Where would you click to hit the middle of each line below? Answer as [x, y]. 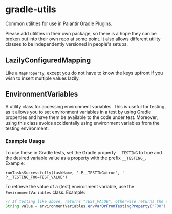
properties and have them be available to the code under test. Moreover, [82, 117]
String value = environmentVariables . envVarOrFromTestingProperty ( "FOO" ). [87, 206]
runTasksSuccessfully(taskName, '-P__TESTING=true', [63, 173]
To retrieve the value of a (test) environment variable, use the [70, 186]
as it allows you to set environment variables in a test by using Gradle [78, 112]
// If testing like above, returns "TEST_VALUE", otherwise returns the [84, 201]
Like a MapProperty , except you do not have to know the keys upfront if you [84, 73]
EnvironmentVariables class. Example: [45, 192]
